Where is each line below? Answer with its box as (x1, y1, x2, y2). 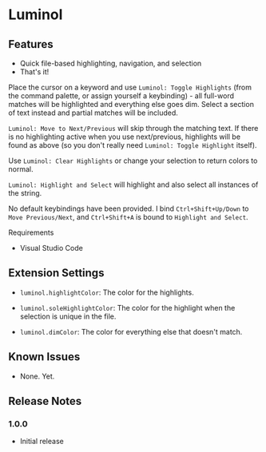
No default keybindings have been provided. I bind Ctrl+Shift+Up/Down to (8, 204, 249, 213)
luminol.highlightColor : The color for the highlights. (19, 287, 194, 297)
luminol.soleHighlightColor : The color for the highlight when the (19, 303, 236, 312)
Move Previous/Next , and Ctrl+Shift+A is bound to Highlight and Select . (8, 212, 249, 221)
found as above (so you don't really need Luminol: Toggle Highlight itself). (8, 141, 257, 149)
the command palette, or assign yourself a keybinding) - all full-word (8, 91, 234, 101)
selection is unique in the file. (19, 311, 117, 321)
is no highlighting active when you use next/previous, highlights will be (8, 132, 241, 141)
